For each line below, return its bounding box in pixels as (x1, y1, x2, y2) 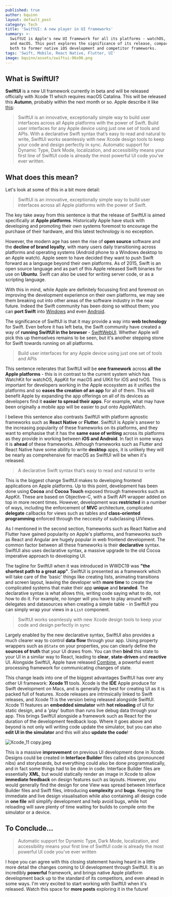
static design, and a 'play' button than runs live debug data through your (5, 707, 158, 713)
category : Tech (5, 22, 38, 27)
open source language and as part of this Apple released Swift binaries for (5, 266, 162, 271)
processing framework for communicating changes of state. (5, 665, 132, 671)
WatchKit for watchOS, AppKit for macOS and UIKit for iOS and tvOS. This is (5, 376, 166, 382)
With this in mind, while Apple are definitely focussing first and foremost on (5, 286, 164, 292)
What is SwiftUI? (5, 74, 59, 83)
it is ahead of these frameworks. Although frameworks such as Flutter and (5, 441, 162, 447)
